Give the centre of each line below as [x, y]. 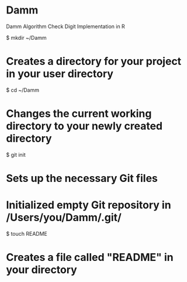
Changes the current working [79, 114]
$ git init [16, 154]
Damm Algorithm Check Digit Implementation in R [66, 26]
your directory [41, 270]
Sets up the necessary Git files [82, 178]
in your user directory [60, 74]
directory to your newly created [84, 126]
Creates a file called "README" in [90, 257]
